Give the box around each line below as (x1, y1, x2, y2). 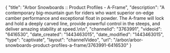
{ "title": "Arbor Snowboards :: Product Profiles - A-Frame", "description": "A (5, 5, 165, 10)
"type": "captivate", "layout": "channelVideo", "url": (5, 37, 112, 43)
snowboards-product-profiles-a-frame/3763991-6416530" (5, 42, 129, 48)
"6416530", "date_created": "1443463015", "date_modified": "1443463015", (5, 32, 164, 37)
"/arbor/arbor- (113, 37, 144, 43)
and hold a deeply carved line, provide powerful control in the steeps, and (5, 20, 160, 26)
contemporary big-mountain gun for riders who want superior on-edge (5, 10, 154, 16)
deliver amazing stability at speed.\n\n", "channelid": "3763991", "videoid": (5, 26, 162, 32)
